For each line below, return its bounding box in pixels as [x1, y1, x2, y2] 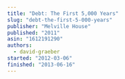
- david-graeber [13, 49, 60, 56]
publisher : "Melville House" [7, 23, 91, 30]
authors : [7, 42, 32, 49]
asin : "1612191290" [7, 36, 64, 43]
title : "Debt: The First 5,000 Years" [7, 10, 119, 17]
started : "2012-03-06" [7, 55, 73, 62]
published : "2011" [7, 29, 60, 36]
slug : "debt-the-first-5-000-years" [7, 16, 113, 23]
